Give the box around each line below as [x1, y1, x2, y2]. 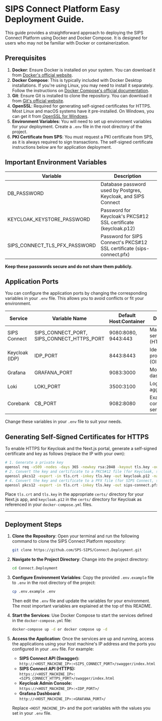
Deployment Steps [5, 520, 62, 529]
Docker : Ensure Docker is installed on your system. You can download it [12, 67, 156, 73]
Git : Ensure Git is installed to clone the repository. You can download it [12, 93, 152, 98]
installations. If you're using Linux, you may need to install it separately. [12, 82, 154, 88]
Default [118, 312, 136, 319]
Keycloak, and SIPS [100, 193, 145, 200]
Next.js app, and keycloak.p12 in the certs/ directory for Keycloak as [5, 497, 142, 502]
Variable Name [52, 315, 87, 322]
